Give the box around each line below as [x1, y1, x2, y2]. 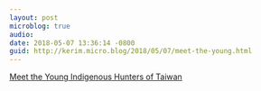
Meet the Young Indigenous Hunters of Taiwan [9, 71, 182, 82]
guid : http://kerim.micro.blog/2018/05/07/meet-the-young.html [9, 47, 253, 56]
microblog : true [9, 22, 70, 31]
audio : [9, 30, 34, 39]
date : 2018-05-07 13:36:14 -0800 [9, 38, 135, 48]
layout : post [9, 13, 59, 23]
